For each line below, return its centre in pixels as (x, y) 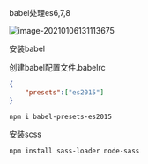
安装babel (27, 48)
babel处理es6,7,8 (40, 13)
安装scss (26, 134)
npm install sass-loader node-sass (74, 151)
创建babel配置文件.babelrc (57, 67)
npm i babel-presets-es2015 (61, 116)
